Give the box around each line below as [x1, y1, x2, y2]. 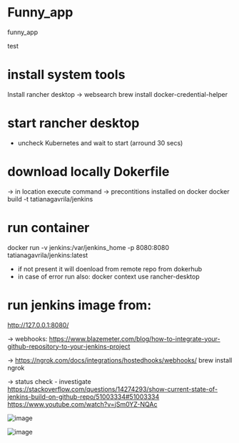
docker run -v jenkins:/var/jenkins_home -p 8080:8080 [7, 243, 170, 251]
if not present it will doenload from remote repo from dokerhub [17, 264, 203, 273]
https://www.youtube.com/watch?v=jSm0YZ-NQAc [7, 400, 158, 408]
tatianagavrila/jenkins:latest [7, 251, 88, 259]
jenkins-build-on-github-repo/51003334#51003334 [7, 392, 160, 401]
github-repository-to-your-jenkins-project [7, 342, 131, 350]
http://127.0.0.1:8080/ [7, 320, 69, 329]
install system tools [7, 67, 126, 83]
